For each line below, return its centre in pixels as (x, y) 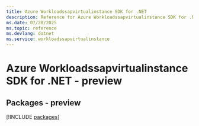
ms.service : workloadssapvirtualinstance (58, 39)
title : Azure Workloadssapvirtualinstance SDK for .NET (76, 12)
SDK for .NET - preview (64, 81)
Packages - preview (44, 103)
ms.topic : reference (32, 28)
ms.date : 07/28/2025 (32, 22)
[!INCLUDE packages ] (33, 117)
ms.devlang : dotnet (30, 34)
